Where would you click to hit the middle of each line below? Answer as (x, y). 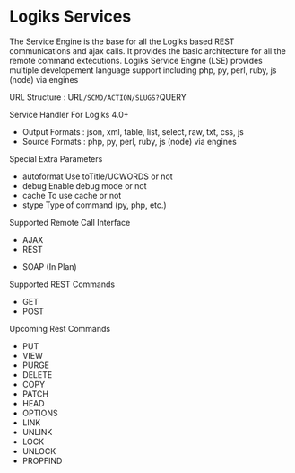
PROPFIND (42, 460)
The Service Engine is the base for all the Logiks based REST (122, 41)
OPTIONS (40, 413)
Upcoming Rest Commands (60, 328)
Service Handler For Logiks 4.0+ (69, 114)
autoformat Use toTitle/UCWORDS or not (97, 176)
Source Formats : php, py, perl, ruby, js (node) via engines (130, 141)
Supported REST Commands (62, 284)
